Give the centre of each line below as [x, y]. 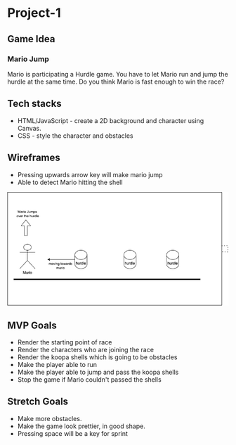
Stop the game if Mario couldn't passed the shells [89, 379]
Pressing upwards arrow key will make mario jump [90, 174]
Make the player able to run [57, 364]
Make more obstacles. [50, 418]
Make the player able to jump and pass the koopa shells [98, 372]
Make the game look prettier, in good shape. [81, 426]
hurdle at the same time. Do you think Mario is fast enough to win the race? [116, 82]
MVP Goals [32, 325]
